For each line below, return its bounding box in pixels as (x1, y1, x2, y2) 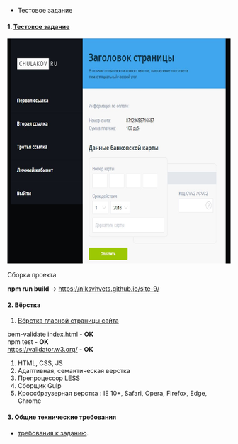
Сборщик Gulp (17, 382, 62, 390)
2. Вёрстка (7, 301, 41, 309)
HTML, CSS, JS (17, 359, 63, 367)
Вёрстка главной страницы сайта (17, 316, 119, 325)
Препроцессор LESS (17, 374, 80, 382)
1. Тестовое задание (7, 22, 70, 30)
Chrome (17, 396, 42, 405)
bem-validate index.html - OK (7, 330, 94, 339)
